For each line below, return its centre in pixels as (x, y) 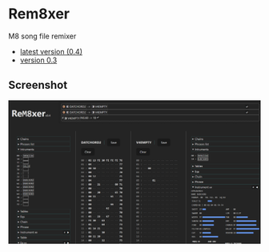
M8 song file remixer (42, 36)
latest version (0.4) (51, 51)
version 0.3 (38, 60)
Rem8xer (39, 14)
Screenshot (38, 85)
